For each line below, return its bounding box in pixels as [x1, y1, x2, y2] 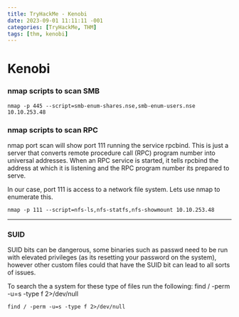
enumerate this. [7, 193, 53, 201]
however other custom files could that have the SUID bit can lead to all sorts [7, 261, 230, 269]
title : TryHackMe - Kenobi [7, 10, 87, 18]
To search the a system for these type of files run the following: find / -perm [7, 282, 230, 291]
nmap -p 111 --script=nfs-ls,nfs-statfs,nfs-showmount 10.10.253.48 [7, 207, 215, 214]
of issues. [7, 268, 36, 277]
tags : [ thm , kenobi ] [7, 30, 69, 38]
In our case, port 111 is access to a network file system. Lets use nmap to [7, 186, 221, 194]
